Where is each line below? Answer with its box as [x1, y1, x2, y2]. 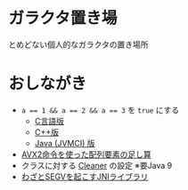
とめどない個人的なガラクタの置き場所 [8, 39, 149, 50]
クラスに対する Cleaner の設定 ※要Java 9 [20, 160, 173, 170]
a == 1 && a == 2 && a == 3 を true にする [20, 104, 180, 115]
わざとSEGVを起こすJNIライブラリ [20, 170, 149, 182]
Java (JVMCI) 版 [34, 138, 95, 148]
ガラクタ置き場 [8, 8, 118, 28]
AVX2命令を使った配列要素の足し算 [20, 148, 152, 160]
